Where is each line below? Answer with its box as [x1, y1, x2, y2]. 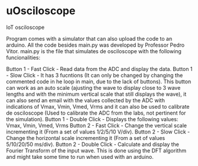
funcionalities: [6, 54, 40, 61]
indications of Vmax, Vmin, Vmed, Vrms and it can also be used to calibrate [6, 103, 190, 110]
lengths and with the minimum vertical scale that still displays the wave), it [6, 90, 187, 97]
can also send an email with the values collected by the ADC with [6, 96, 165, 104]
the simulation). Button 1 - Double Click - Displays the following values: [6, 115, 178, 122]
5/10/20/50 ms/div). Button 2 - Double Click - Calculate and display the [6, 141, 179, 148]
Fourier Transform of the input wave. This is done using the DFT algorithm [6, 147, 187, 154]
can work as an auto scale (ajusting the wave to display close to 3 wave [6, 84, 181, 91]
